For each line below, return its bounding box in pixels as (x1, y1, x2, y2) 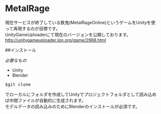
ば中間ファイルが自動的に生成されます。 (5, 98, 86, 103)
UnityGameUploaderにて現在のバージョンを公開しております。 (5, 32, 131, 37)
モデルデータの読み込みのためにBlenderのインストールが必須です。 (5, 103, 140, 109)
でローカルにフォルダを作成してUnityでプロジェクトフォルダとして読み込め (5, 91, 157, 97)
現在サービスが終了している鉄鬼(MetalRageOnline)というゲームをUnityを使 (5, 19, 156, 25)
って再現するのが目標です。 (5, 25, 60, 32)
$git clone (5, 81, 31, 87)
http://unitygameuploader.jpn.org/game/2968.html (5, 37, 106, 43)
